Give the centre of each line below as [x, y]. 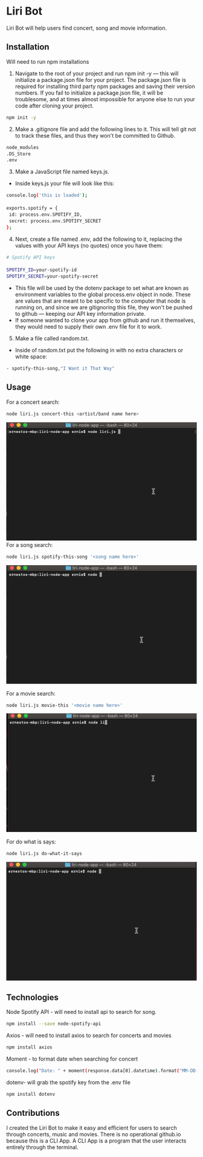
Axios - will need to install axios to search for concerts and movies [89, 1036]
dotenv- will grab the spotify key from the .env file [69, 1082]
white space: [31, 357]
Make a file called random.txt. [52, 338]
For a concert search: [33, 402]
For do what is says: [31, 842]
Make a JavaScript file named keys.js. [62, 172]
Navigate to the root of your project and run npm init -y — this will [97, 73]
